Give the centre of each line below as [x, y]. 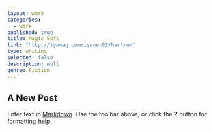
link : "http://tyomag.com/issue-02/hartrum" [71, 45]
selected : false [30, 58]
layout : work [26, 13]
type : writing [27, 52]
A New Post [32, 98]
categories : [24, 20]
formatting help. [30, 121]
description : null [33, 64]
